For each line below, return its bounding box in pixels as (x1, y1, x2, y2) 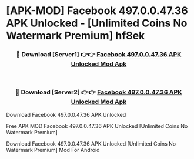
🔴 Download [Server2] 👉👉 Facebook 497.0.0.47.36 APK (15, 88, 182, 96)
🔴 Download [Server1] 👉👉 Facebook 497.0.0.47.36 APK (16, 50, 182, 59)
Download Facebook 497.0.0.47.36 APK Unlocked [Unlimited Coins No (6, 140, 176, 147)
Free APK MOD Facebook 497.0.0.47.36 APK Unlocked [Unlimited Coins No (6, 122, 188, 130)
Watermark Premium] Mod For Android (6, 146, 100, 153)
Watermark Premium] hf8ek (6, 29, 145, 42)
